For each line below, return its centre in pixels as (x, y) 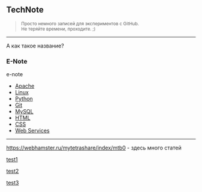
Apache (25, 86)
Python (24, 99)
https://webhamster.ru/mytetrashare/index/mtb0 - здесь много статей (94, 148)
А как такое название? (35, 46)
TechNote (25, 10)
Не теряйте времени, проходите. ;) (58, 29)
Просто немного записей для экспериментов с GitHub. (80, 23)
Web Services (32, 131)
